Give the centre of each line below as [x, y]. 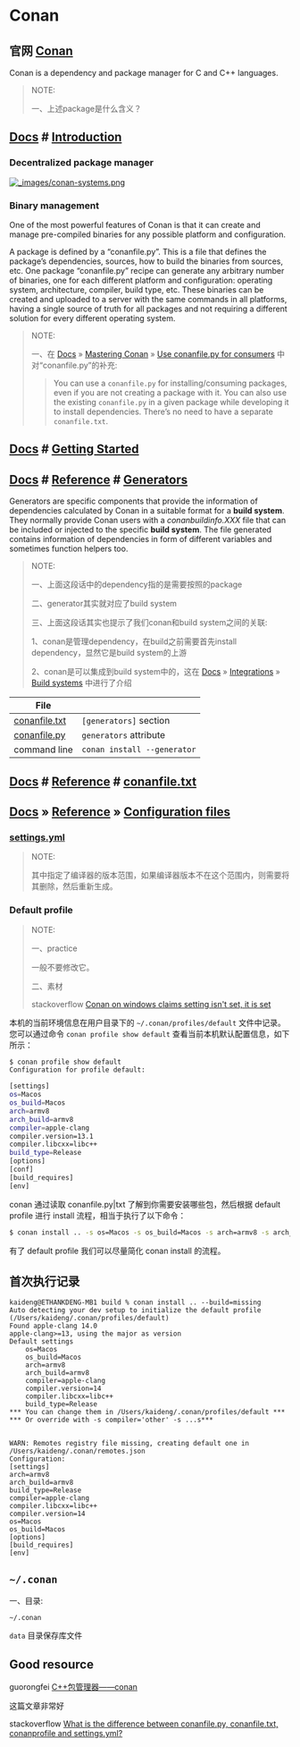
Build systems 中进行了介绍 [81, 683]
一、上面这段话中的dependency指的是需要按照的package [137, 585]
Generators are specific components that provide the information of [134, 501]
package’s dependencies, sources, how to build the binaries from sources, [146, 261]
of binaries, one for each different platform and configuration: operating [141, 280]
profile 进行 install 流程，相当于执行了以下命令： [98, 1215]
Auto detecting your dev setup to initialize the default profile [135, 1310]
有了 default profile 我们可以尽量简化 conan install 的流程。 [117, 1251]
